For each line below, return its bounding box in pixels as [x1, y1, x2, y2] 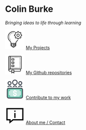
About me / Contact [25, 119, 65, 125]
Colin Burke [5, 3, 54, 15]
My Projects [25, 44, 50, 50]
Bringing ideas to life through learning [5, 20, 82, 26]
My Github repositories [25, 69, 72, 75]
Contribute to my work [25, 95, 71, 100]
